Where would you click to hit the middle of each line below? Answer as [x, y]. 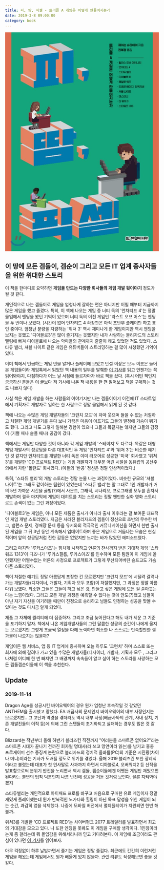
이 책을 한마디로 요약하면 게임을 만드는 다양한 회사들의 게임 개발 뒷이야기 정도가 [80, 288]
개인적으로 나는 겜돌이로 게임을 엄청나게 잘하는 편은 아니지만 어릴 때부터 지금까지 [82, 305]
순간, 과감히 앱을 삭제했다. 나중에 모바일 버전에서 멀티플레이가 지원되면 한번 [82, 805]
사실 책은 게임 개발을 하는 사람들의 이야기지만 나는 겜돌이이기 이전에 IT [72, 398]
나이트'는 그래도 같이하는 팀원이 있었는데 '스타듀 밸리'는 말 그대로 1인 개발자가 [79, 485]
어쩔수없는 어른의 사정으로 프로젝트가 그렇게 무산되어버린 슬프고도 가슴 [89, 560]
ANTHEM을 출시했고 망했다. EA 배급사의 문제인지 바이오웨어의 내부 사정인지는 [80, 711]
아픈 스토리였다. [20, 566]
